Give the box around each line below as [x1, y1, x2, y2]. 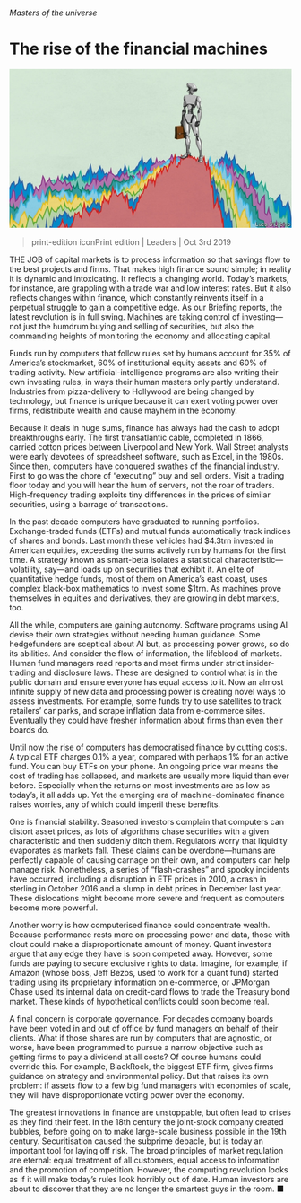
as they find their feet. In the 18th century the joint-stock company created [9, 1117, 284, 1128]
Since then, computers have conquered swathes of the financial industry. [9, 461, 280, 471]
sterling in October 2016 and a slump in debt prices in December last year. [9, 883, 283, 894]
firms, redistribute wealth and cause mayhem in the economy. [9, 405, 237, 417]
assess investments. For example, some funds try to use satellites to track [9, 696, 282, 707]
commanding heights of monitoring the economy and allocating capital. [9, 330, 272, 341]
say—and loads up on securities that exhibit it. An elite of [44, 564, 254, 575]
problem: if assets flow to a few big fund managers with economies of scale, [9, 1080, 292, 1091]
